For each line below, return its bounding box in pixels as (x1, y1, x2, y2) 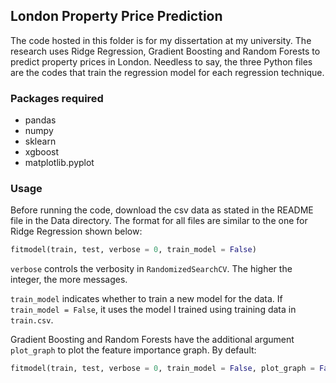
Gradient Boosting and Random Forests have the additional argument (10, 334, 295, 346)
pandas (24, 114, 57, 126)
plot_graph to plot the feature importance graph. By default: (10, 344, 257, 356)
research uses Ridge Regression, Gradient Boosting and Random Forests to (10, 45, 321, 57)
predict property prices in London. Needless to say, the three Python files (10, 55, 313, 68)
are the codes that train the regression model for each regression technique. (10, 66, 325, 78)
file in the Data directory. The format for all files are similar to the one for (10, 215, 308, 227)
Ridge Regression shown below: (10, 225, 143, 238)
